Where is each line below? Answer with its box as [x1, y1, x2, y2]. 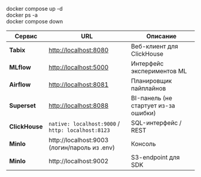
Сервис [14, 32, 38, 40]
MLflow [9, 63, 31, 71]
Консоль [130, 140, 156, 148]
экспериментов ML [130, 67, 187, 75]
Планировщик [130, 77, 172, 85]
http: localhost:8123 [48, 127, 111, 134]
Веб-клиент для [130, 42, 178, 50]
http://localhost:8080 [48, 46, 109, 54]
